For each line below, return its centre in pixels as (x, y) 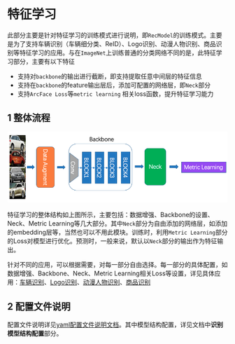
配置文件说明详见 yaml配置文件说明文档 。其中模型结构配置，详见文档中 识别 (115, 325)
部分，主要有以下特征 (44, 61)
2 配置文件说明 (39, 307)
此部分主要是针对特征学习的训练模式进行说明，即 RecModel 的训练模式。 (109, 35)
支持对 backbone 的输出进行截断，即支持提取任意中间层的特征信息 (110, 76)
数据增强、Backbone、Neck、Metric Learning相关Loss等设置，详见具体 (111, 273)
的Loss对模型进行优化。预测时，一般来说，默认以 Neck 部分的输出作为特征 (112, 241)
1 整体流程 (29, 118)
